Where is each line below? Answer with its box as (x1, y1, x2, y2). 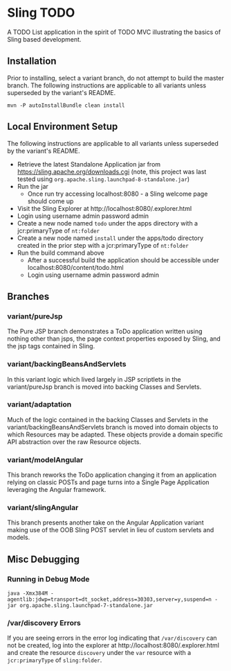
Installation (7, 56, 57, 67)
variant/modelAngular (7, 455, 84, 464)
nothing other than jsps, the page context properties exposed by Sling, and (7, 334, 221, 343)
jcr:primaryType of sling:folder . (7, 656, 102, 664)
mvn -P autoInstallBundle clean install (7, 102, 126, 109)
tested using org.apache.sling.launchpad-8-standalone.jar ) (17, 175, 190, 183)
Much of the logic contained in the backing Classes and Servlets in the (7, 415, 209, 424)
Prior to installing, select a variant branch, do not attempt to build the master (7, 74, 225, 82)
